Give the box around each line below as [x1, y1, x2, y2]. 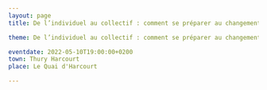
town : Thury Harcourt [8, 55, 80, 64]
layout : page [8, 11, 52, 20]
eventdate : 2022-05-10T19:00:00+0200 [8, 48, 133, 56]
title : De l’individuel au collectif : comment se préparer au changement [8, 19, 261, 27]
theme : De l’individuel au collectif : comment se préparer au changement [8, 33, 261, 41]
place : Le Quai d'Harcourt [8, 63, 98, 71]
